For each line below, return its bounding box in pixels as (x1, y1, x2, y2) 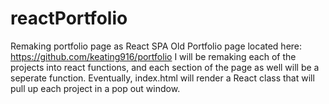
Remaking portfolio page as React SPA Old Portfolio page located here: (10, 40, 303, 52)
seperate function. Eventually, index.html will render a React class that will (10, 72, 315, 84)
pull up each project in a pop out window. (10, 82, 181, 94)
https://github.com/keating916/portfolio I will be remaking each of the (10, 50, 297, 62)
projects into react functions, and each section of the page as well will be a (10, 61, 320, 73)
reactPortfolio (10, 7, 128, 30)
